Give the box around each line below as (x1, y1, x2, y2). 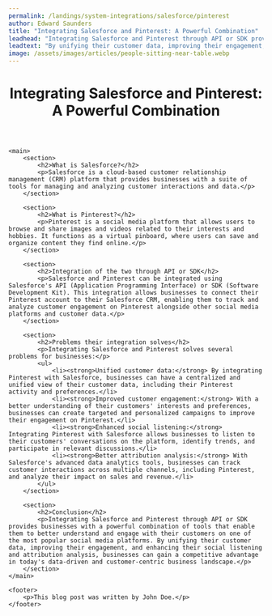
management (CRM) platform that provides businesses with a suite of (8, 176, 249, 184)
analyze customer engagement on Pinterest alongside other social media (8, 303, 259, 312)
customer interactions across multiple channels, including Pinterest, (8, 466, 255, 474)
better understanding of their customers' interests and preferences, (8, 402, 252, 410)
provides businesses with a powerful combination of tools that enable (8, 523, 255, 531)
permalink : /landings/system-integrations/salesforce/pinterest (8, 11, 230, 20)
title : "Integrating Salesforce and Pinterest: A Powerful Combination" (8, 27, 259, 35)
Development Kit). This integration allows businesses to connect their (8, 289, 259, 297)
